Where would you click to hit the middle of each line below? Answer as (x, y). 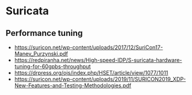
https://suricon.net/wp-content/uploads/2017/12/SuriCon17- (88, 47)
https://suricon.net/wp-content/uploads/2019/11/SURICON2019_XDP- (100, 79)
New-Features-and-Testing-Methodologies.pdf (73, 85)
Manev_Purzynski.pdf (41, 54)
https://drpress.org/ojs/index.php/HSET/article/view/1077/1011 (91, 73)
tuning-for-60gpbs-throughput (52, 66)
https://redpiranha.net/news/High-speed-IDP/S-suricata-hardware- (98, 60)
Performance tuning (44, 33)
